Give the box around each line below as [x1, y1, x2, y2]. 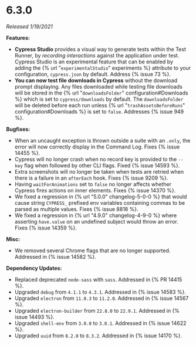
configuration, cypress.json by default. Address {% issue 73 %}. [14, 70, 171, 77]
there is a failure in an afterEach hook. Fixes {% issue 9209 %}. [14, 174, 168, 181]
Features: [6, 34, 31, 41]
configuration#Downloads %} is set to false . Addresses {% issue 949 [14, 108, 184, 115]
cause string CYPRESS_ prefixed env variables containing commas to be [14, 199, 185, 206]
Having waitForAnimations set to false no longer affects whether [14, 180, 172, 188]
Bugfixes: [6, 126, 31, 133]
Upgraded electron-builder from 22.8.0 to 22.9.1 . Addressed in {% [14, 307, 180, 314]
